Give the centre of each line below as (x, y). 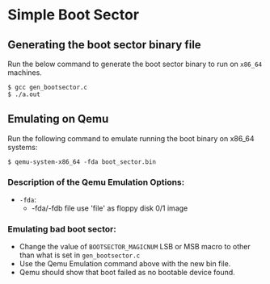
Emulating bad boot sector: (62, 229)
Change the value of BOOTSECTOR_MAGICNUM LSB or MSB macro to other (135, 247)
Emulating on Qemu (58, 119)
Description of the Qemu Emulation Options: (96, 182)
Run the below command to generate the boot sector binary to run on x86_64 (135, 64)
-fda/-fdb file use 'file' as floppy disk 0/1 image (110, 208)
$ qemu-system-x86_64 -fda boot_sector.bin (82, 162)
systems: (23, 147)
